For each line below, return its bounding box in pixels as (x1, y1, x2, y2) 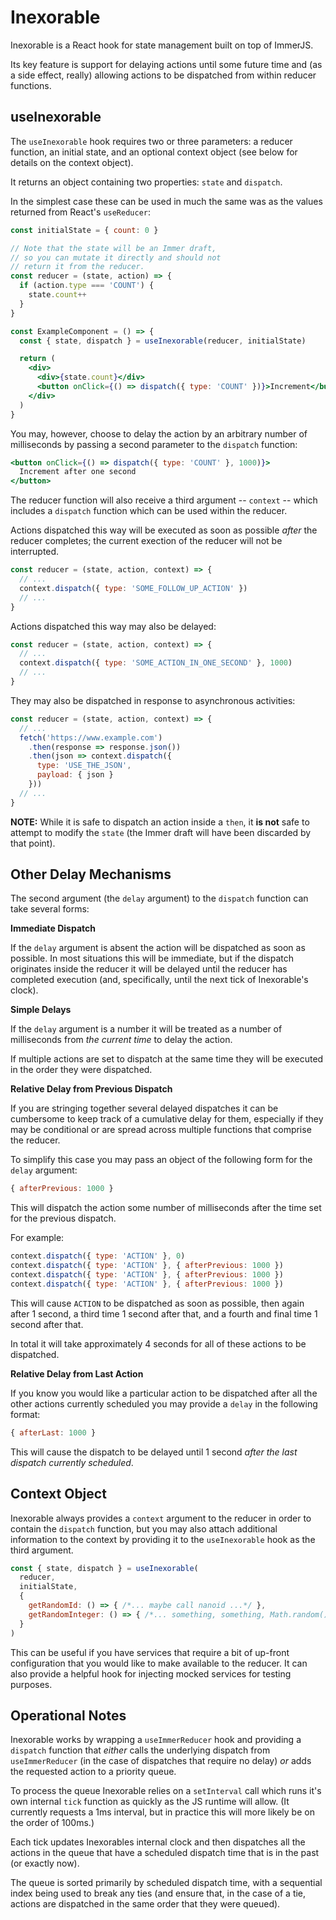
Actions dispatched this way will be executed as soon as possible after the (10, 524, 318, 536)
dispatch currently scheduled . (10, 1456, 134, 1468)
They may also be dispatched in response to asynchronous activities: (10, 694, 296, 706)
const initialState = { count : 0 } (10, 225, 159, 235)
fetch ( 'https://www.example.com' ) (19, 732, 163, 743)
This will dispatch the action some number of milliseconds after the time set (10, 1202, 322, 1214)
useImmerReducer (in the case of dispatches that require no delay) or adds (10, 1755, 312, 1767)
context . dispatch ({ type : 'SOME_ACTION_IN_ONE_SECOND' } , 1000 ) (19, 658, 293, 668)
